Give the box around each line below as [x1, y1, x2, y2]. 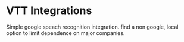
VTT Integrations [6, 4, 92, 17]
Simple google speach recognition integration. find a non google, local [6, 23, 179, 30]
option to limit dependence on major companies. [6, 29, 125, 36]
